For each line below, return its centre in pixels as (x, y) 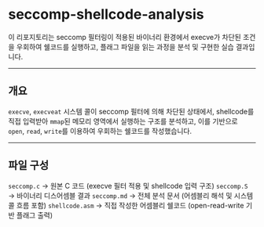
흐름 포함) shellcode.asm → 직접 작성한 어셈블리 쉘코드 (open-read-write (130, 205)
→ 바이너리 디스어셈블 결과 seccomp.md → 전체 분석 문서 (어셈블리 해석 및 (120, 195)
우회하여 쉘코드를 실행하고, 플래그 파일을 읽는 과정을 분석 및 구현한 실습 (125, 47)
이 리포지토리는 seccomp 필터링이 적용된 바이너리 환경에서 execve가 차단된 (125, 37)
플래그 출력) (35, 215)
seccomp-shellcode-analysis (106, 14)
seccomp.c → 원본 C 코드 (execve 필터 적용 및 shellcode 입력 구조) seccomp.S (128, 186)
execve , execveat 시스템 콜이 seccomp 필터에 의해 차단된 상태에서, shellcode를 (131, 111)
